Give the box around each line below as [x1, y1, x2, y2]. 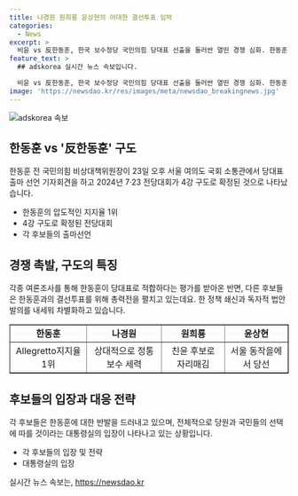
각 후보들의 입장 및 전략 [21, 447, 104, 458]
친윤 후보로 [171, 345, 216, 358]
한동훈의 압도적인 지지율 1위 [21, 207, 118, 217]
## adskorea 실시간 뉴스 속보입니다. [17, 63, 138, 72]
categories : [9, 21, 53, 30]
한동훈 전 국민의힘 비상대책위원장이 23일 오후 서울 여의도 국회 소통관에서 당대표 [9, 166, 284, 177]
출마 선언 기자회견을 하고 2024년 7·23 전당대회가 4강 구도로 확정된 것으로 [9, 177, 264, 187]
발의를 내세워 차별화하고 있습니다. [9, 305, 126, 316]
